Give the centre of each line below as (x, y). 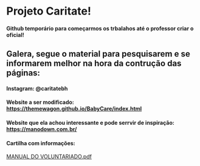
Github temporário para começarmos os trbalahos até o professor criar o (100, 28)
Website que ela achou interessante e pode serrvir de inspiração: (90, 122)
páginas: (23, 73)
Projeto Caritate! (49, 11)
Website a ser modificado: (40, 102)
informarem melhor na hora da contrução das (94, 64)
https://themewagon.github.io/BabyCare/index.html (74, 109)
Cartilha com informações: (41, 143)
